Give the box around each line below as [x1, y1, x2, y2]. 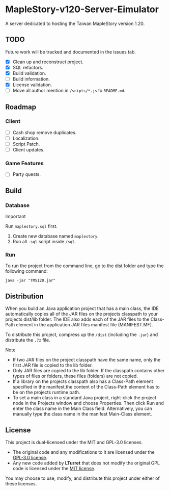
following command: [5, 268, 48, 274]
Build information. [12, 75, 50, 82]
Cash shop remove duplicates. [12, 129, 77, 136]
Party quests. [12, 171, 41, 177]
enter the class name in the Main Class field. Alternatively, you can [12, 405, 153, 411]
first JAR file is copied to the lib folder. [12, 362, 93, 368]
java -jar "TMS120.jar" [5, 278, 56, 283]
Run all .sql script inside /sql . [12, 239, 76, 245]
